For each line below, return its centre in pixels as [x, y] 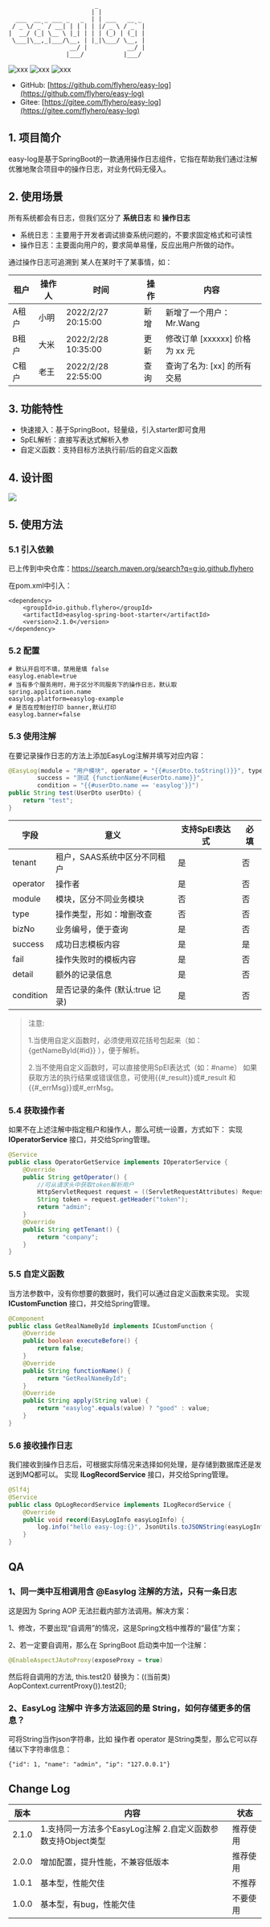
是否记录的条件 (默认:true [103, 989]
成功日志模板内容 [88, 944]
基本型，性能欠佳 [72, 1883]
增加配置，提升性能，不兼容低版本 [104, 1862]
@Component [27, 1318]
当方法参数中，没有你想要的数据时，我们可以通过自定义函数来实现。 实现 [129, 1293]
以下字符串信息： [43, 1749]
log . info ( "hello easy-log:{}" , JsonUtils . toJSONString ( [133, 1527]
